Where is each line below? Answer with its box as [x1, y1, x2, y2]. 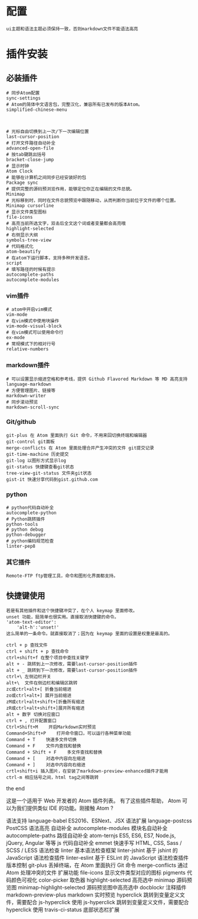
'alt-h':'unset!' [17, 624, 60, 631]
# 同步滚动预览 [6, 399, 38, 405]
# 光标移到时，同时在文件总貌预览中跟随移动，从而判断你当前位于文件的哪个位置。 [6, 197, 179, 203]
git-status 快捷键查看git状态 [6, 464, 74, 470]
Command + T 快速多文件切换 [6, 737, 77, 743]
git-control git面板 [6, 439, 55, 445]
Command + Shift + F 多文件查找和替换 [6, 749, 102, 755]
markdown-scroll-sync [6, 404, 60, 410]
